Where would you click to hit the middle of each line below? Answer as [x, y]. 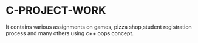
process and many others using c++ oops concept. [70, 33]
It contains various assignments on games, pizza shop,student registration [99, 27]
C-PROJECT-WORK [56, 10]
